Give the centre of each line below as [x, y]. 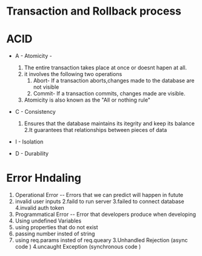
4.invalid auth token [40, 208]
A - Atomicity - [34, 56]
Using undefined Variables [48, 221]
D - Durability [32, 154]
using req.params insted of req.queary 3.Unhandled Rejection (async [101, 240]
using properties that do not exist [56, 227]
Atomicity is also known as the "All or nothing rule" [87, 100]
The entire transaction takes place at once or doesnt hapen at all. [105, 67]
